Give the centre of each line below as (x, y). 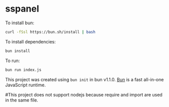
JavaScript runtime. (26, 85)
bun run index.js (23, 70)
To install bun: (20, 23)
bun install (18, 51)
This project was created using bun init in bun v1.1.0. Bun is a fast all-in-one (84, 79)
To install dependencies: (31, 41)
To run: (13, 61)
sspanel (22, 9)
